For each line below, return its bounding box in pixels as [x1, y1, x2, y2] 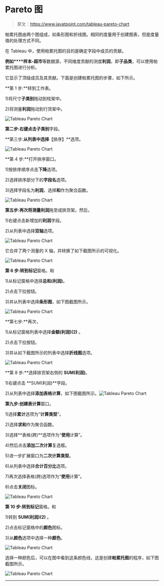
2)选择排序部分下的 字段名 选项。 [5, 176, 69, 183]
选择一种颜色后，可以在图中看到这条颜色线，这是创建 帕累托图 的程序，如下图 [5, 555, 159, 561]
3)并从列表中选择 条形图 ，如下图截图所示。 [5, 299, 91, 304]
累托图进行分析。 [5, 64, 40, 70]
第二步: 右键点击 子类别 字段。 [5, 126, 62, 131]
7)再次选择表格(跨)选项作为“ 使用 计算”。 [5, 473, 84, 479]
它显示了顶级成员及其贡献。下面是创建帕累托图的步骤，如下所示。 [5, 75, 138, 81]
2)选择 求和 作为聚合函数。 [5, 421, 57, 427]
